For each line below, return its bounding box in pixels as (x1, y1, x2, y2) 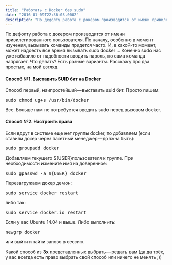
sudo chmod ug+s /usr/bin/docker (5, 97, 90, 103)
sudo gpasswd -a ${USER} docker (5, 170, 87, 176)
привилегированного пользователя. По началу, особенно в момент (5, 36, 154, 43)
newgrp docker (5, 229, 41, 235)
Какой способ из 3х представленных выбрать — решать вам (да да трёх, (5, 249, 165, 255)
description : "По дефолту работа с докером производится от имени (5, 17, 150, 22)
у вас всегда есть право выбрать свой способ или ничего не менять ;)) (5, 254, 162, 260)
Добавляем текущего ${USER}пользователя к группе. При (5, 155, 134, 161)
